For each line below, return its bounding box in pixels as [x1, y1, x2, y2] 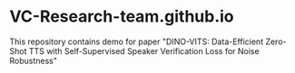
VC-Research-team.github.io [9, 6, 234, 27]
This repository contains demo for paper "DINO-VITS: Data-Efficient [9, 36, 264, 47]
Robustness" [9, 55, 57, 66]
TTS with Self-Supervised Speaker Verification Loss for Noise [28, 45, 261, 56]
